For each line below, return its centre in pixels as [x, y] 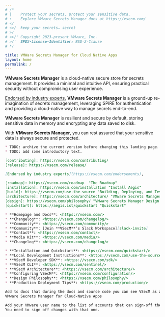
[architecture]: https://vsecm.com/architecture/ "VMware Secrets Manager [83, 197]
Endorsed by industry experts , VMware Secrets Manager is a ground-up [79, 98]
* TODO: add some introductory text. [44, 152]
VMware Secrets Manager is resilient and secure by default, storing [74, 118]
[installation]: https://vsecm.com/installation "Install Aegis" [73, 187]
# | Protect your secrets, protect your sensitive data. [68, 14]
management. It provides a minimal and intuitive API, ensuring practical [77, 84]
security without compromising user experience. [54, 88]
